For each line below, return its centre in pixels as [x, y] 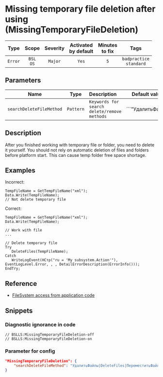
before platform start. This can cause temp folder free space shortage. [76, 155]
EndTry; [13, 269]
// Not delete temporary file [36, 200]
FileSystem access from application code [53, 295]
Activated [81, 45]
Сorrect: [13, 208]
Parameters [23, 81]
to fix [108, 51]
